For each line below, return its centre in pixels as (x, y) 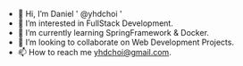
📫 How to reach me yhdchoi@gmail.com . (94, 52)
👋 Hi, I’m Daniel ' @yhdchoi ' (70, 14)
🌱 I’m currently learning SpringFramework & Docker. (113, 33)
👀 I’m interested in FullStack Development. (96, 23)
